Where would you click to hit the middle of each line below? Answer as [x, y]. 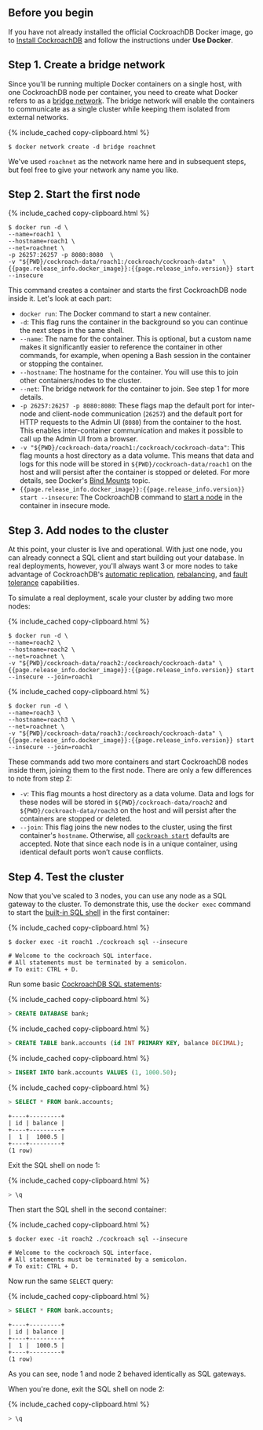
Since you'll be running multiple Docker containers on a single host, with [125, 84]
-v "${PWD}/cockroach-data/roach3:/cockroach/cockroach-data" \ [115, 733]
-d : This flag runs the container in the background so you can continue [134, 322]
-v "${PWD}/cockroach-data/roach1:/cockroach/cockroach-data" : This [132, 448]
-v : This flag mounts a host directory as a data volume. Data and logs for [137, 794]
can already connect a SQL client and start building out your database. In [126, 558]
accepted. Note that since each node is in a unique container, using [128, 844]
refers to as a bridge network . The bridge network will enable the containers [131, 101]
